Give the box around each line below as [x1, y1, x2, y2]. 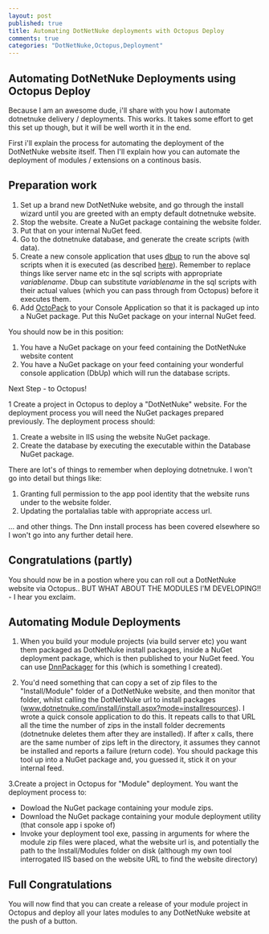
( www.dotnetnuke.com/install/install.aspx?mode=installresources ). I [19, 704, 245, 713]
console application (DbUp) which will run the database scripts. [19, 368, 230, 378]
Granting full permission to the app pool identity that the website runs [19, 489, 251, 498]
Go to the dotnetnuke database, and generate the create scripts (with [19, 234, 250, 244]
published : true [8, 19, 63, 27]
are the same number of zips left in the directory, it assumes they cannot [19, 738, 261, 747]
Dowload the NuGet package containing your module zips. [19, 803, 214, 813]
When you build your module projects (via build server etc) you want [19, 637, 247, 647]
